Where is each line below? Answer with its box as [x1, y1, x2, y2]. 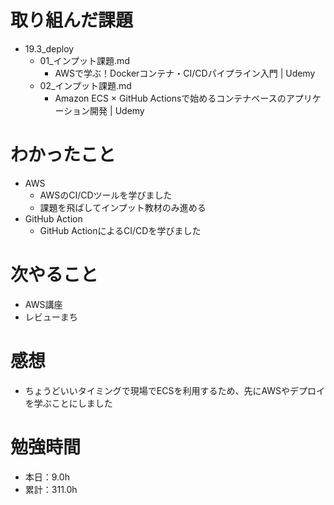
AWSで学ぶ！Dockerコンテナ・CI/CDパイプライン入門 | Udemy [54, 67, 316, 79]
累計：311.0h [24, 483, 78, 495]
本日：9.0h [24, 471, 70, 483]
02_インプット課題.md [39, 79, 132, 91]
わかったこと [10, 144, 117, 166]
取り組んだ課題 [10, 9, 134, 32]
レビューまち [24, 311, 78, 323]
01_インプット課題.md [39, 54, 130, 66]
